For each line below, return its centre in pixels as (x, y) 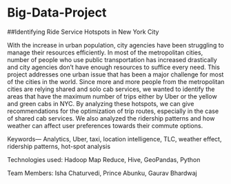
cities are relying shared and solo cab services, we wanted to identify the (111, 89)
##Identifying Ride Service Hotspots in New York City (83, 32)
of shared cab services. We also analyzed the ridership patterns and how (111, 118)
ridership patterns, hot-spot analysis (59, 146)
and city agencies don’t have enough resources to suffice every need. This (114, 67)
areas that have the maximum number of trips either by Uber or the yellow (112, 96)
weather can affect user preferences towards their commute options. (105, 125)
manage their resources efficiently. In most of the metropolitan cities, (105, 52)
